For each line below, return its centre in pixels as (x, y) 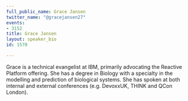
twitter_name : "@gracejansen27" (46, 17)
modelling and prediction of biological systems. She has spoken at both (93, 79)
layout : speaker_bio (32, 39)
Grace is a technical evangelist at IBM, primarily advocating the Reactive (94, 67)
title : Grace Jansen (32, 34)
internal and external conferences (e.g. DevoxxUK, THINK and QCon (89, 86)
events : (16, 23)
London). (17, 92)
